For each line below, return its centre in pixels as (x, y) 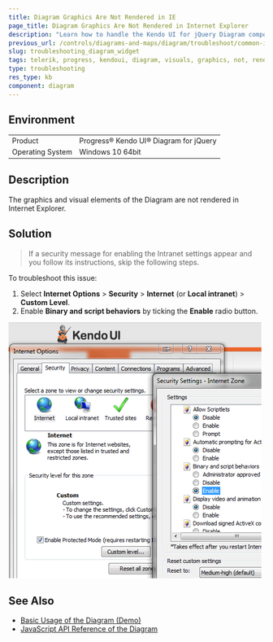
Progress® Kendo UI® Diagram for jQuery (148, 141)
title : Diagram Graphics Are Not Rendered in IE (92, 17)
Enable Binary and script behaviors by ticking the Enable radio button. (139, 311)
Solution (30, 234)
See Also (31, 601)
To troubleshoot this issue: (53, 277)
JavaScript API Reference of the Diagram (89, 629)
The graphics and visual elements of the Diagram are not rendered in (124, 199)
